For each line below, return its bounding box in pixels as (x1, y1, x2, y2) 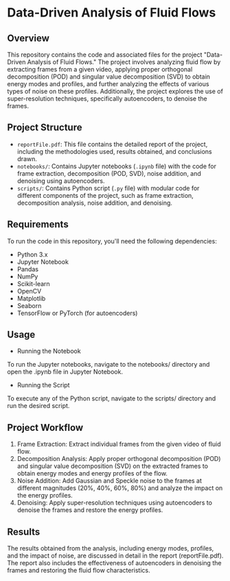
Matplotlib (16, 294, 46, 303)
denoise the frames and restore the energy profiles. (16, 506, 163, 514)
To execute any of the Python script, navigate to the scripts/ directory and (7, 394, 216, 402)
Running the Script (16, 381, 70, 389)
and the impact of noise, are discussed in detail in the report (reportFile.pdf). (7, 551, 224, 560)
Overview (7, 32, 50, 44)
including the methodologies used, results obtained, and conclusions (16, 147, 212, 156)
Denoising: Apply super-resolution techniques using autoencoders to (16, 498, 213, 507)
